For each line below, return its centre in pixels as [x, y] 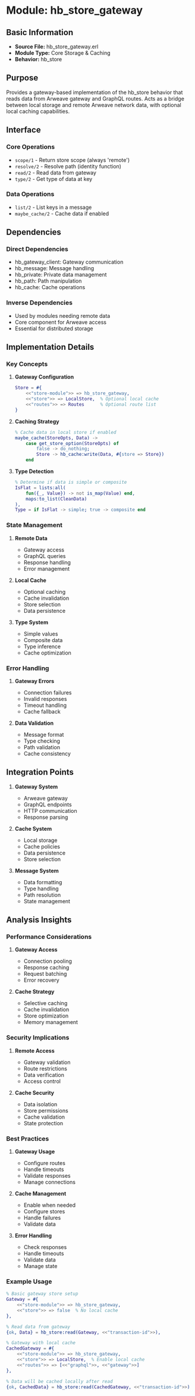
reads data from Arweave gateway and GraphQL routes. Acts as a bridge [95, 98]
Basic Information [40, 32]
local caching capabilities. [38, 111]
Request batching [45, 974]
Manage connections [50, 1182]
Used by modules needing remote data [62, 315]
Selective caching [45, 1003]
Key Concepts [27, 364]
